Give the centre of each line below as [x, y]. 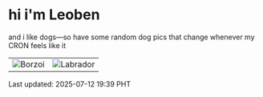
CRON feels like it [37, 45]
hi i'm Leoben [54, 15]
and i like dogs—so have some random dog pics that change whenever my [131, 37]
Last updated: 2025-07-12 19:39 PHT [69, 84]
